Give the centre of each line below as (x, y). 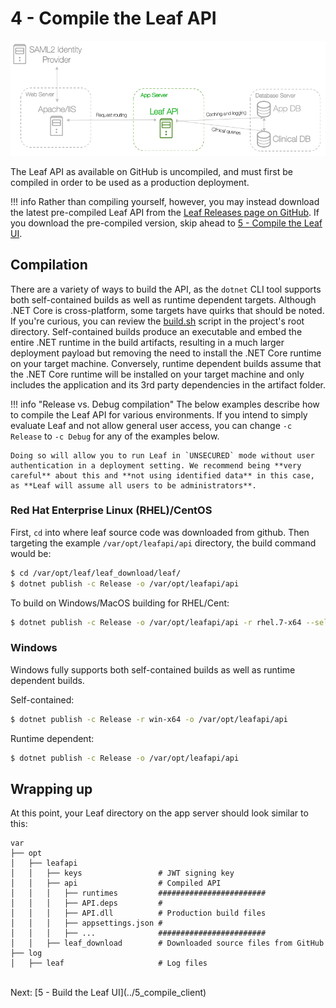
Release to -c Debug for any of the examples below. (115, 436)
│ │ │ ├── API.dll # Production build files (138, 913)
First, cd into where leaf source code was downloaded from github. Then (160, 532)
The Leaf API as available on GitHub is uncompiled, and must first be (151, 171)
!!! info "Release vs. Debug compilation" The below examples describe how (165, 404)
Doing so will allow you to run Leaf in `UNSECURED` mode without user (162, 455)
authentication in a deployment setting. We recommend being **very (156, 465)
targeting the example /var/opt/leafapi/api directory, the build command (163, 543)
